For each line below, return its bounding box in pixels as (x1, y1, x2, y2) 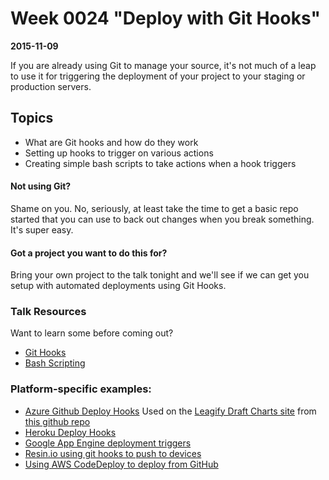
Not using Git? (10, 180, 72, 192)
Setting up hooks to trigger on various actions (24, 147, 214, 159)
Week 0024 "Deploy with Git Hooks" (10, 7, 321, 30)
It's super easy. (10, 223, 74, 236)
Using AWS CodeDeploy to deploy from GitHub (24, 458, 219, 470)
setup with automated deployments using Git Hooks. (10, 280, 227, 292)
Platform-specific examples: (10, 382, 152, 396)
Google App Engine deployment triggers (24, 437, 192, 449)
